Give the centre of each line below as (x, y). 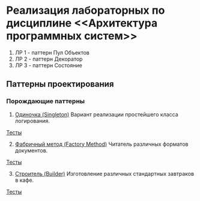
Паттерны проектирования (60, 84)
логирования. (32, 121)
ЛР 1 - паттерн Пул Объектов (52, 52)
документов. (31, 150)
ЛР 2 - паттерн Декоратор (49, 59)
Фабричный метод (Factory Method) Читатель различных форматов (102, 144)
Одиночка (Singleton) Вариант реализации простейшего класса (96, 114)
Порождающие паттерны (46, 101)
